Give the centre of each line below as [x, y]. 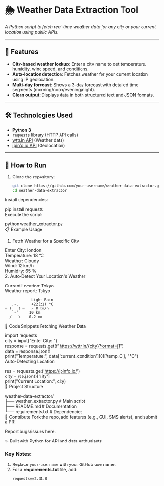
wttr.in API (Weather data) [38, 140]
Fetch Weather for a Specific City [45, 241]
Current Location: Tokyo [29, 286]
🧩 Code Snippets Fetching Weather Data [46, 326]
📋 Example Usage [24, 230]
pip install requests [24, 209]
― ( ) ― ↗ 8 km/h [27, 309]
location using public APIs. [32, 32]
